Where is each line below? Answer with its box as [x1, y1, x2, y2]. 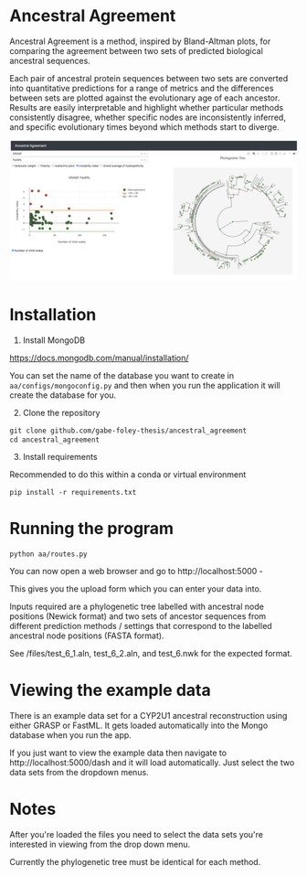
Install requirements [22, 451, 98, 462]
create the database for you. [9, 390, 117, 401]
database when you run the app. [9, 729, 132, 741]
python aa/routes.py [9, 550, 89, 559]
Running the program [9, 518, 175, 539]
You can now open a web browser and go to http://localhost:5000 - [9, 565, 263, 576]
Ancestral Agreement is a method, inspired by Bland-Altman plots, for [9, 36, 271, 47]
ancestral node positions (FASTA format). [9, 630, 164, 641]
